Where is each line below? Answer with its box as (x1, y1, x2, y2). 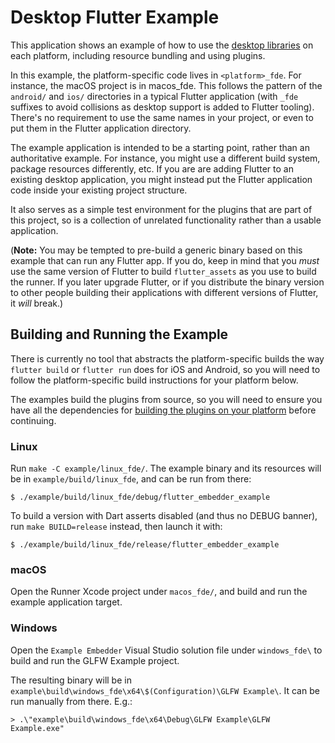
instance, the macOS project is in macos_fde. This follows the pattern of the (10, 79, 323, 91)
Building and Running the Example (10, 326, 229, 343)
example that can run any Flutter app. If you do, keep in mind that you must (10, 254, 320, 266)
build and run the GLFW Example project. (10, 654, 180, 666)
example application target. (10, 596, 123, 608)
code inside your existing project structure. (10, 184, 188, 196)
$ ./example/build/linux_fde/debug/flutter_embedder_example (10, 492, 271, 503)
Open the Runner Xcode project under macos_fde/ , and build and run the (10, 586, 308, 598)
